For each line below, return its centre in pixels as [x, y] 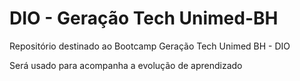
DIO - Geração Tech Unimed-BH [144, 18]
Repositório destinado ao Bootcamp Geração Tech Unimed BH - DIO [150, 46]
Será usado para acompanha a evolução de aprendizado [126, 65]
